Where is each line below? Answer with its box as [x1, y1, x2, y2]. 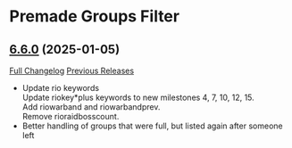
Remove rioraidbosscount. [21, 111, 120, 121]
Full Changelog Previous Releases [9, 65, 135, 76]
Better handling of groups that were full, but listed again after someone [21, 120, 283, 131]
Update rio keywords [21, 83, 100, 93]
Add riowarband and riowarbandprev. [21, 102, 161, 112]
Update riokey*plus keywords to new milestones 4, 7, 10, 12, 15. [21, 92, 254, 103]
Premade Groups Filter [9, 6, 180, 27]
